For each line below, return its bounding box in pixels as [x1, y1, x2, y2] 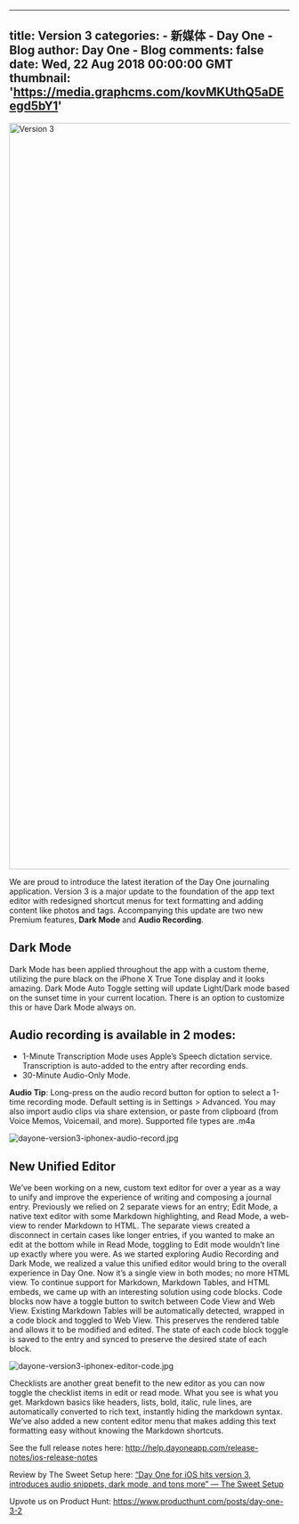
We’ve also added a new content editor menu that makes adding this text [9, 1416, 277, 1427]
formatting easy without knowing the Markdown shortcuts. [9, 1425, 224, 1436]
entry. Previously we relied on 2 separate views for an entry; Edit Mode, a [9, 1201, 279, 1212]
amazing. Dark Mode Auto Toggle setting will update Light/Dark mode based [9, 982, 290, 994]
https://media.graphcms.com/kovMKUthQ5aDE [12, 85, 285, 100]
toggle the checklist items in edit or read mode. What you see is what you [9, 1388, 279, 1398]
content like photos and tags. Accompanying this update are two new [9, 905, 264, 915]
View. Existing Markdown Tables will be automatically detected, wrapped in [9, 1306, 285, 1316]
